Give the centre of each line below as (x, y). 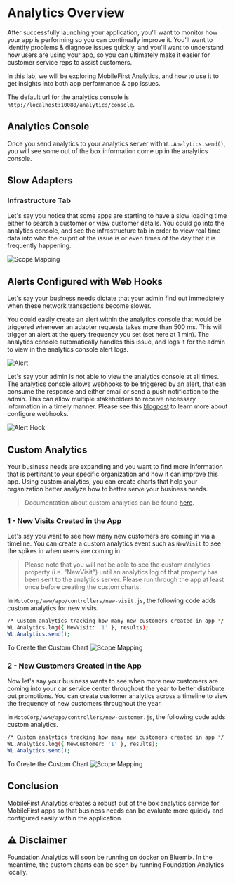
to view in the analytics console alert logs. (68, 349)
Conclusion (33, 786)
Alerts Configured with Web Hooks (85, 282)
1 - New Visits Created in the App (65, 520)
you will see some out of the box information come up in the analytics (108, 151)
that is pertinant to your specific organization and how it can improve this (113, 474)
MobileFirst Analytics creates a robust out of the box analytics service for (113, 803)
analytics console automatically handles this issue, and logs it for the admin (116, 342)
